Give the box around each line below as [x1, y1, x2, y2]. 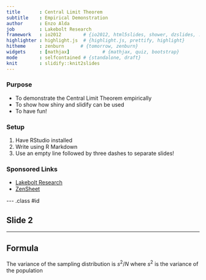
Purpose [6, 80, 32, 89]
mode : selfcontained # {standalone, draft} [6, 55, 141, 61]
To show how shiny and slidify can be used [15, 100, 124, 108]
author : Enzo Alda [6, 20, 70, 26]
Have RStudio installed [15, 137, 72, 144]
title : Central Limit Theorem [6, 9, 103, 15]
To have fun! [15, 107, 47, 115]
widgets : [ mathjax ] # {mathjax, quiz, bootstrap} [6, 49, 180, 55]
